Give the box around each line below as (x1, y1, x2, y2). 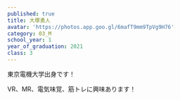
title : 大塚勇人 (7, 17, 51, 24)
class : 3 (7, 50, 33, 57)
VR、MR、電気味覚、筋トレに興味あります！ (7, 85, 136, 93)
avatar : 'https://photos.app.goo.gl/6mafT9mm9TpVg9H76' (7, 23, 174, 30)
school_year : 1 (7, 37, 52, 44)
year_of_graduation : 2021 (7, 43, 83, 50)
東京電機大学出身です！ (7, 70, 75, 78)
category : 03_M (7, 30, 52, 37)
